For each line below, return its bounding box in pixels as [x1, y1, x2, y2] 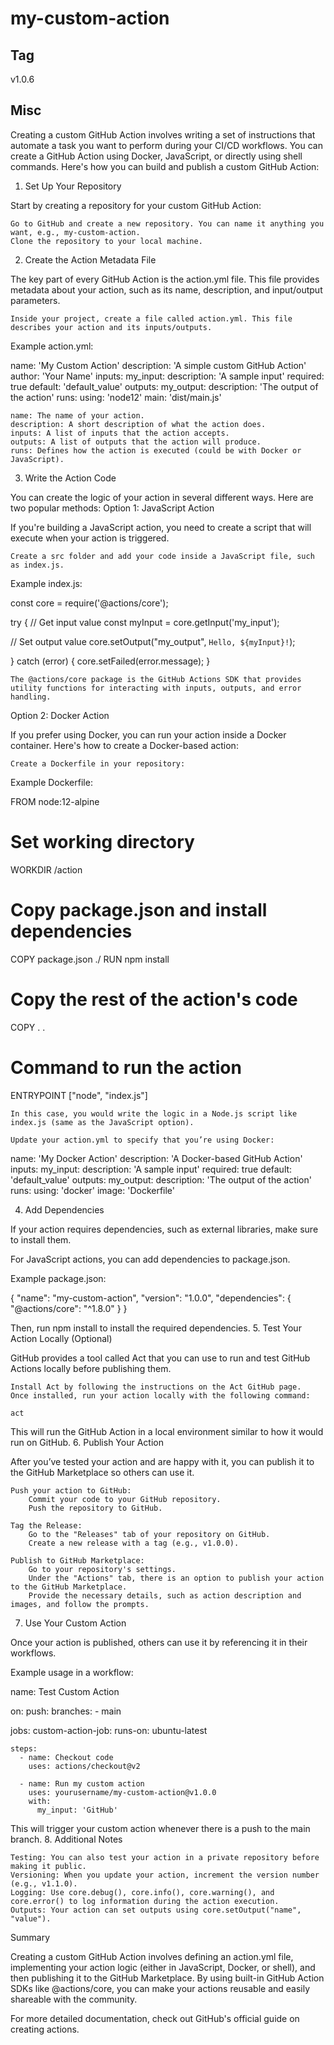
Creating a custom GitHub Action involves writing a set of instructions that [10, 128, 316, 141]
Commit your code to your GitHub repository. [28, 1494, 222, 1504]
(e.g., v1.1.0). [10, 1878, 78, 1889]
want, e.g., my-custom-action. [10, 227, 141, 237]
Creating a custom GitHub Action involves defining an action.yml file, [10, 1950, 294, 1962]
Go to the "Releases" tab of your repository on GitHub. [28, 1529, 271, 1539]
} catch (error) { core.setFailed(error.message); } [10, 655, 211, 667]
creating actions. [10, 2023, 80, 2035]
